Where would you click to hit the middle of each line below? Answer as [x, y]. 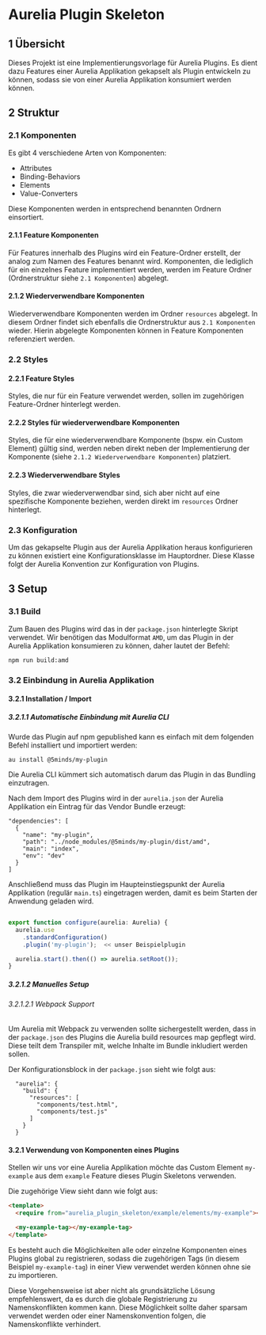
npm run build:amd [38, 660]
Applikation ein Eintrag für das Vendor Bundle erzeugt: [97, 807]
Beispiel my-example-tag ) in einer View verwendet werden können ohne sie [130, 1267]
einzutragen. [29, 783]
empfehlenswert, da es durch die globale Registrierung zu [103, 1299]
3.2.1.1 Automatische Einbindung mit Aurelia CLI [89, 717]
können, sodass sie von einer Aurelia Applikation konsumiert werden [120, 80]
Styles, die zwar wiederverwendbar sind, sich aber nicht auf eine [114, 493]
